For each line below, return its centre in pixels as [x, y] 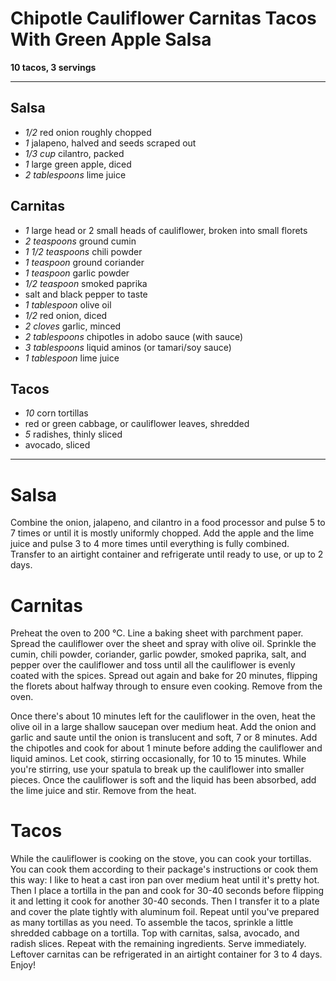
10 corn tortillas [56, 413]
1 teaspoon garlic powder [77, 273]
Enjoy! [23, 965]
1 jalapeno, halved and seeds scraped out [110, 143]
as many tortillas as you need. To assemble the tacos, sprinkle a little [152, 923]
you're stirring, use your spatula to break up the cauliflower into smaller [157, 769]
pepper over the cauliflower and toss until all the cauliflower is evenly [153, 665]
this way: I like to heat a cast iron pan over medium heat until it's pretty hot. [165, 880]
